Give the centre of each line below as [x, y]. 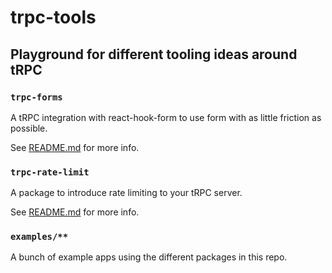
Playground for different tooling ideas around [154, 54]
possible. [29, 128]
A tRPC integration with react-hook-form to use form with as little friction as [166, 117]
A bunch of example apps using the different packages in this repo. [149, 257]
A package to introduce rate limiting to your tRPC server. [126, 193]
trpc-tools [53, 17]
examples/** [39, 237]
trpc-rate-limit [50, 172]
